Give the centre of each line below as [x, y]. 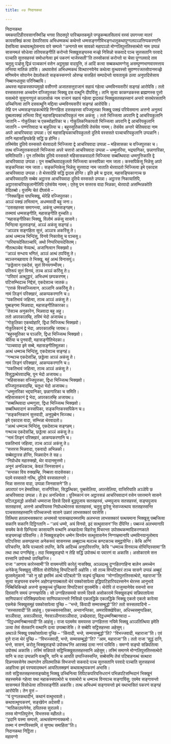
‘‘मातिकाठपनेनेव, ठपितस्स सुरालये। [34, 708]
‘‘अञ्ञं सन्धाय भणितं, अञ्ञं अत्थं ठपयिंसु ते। [41, 253]
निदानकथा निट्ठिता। [21, 731]
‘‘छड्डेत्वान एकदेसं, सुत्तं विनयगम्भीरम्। [35, 265]
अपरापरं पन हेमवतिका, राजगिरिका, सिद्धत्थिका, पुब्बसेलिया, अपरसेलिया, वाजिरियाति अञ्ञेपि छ [79, 489]
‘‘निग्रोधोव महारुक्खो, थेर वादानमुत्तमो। [36, 460]
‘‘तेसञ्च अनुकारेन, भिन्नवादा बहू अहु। [35, 311]
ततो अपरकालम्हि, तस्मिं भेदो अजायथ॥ [36, 317]
